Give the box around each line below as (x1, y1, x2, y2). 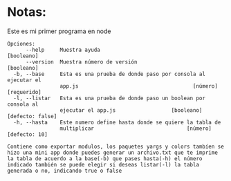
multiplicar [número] (59, 125, 212, 132)
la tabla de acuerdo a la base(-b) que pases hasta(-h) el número (7, 155, 203, 162)
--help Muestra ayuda (25, 46, 100, 53)
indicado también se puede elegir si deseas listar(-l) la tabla (7, 161, 199, 168)
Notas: (7, 4, 47, 20)
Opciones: (7, 40, 36, 47)
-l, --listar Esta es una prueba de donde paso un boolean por (13, 95, 206, 102)
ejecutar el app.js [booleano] (59, 106, 203, 114)
